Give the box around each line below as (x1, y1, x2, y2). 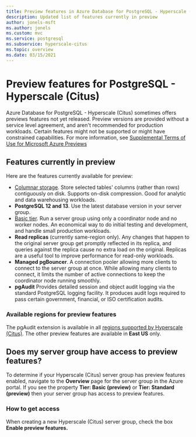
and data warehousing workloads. (14, 197, 96, 204)
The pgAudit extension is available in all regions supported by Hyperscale (6, 324, 183, 331)
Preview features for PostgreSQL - (6, 77, 176, 91)
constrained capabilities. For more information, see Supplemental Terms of (6, 134, 185, 141)
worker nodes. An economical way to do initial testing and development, (14, 221, 188, 228)
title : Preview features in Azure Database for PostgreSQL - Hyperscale (6, 8, 187, 15)
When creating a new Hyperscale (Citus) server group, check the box (6, 418, 173, 425)
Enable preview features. (6, 424, 68, 431)
